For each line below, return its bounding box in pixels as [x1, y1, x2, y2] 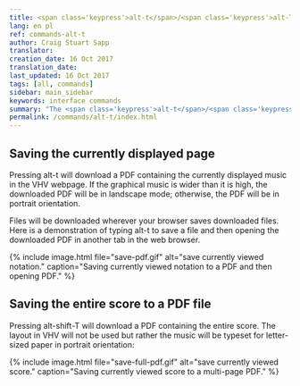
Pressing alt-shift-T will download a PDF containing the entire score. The [9, 320, 277, 331]
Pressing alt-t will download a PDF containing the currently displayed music [9, 169, 287, 180]
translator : [9, 46, 54, 55]
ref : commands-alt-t [9, 29, 87, 38]
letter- [265, 330, 288, 340]
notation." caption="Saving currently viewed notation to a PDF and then [9, 261, 272, 272]
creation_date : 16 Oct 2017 [9, 55, 114, 63]
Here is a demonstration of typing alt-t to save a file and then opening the [9, 224, 279, 235]
